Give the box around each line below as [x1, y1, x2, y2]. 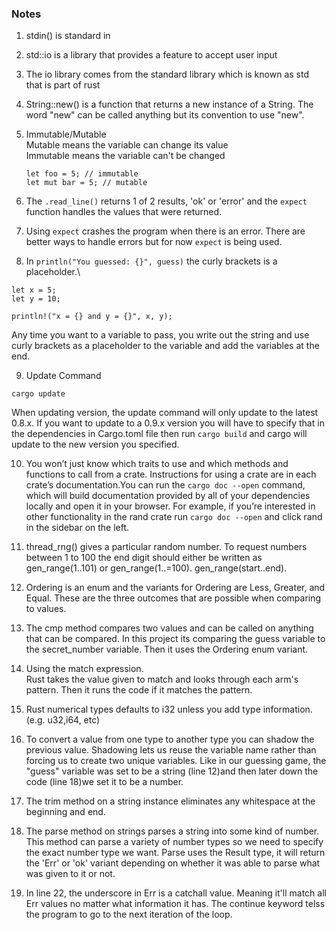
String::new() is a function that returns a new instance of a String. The [25, 98, 314, 111]
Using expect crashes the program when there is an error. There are [25, 225, 306, 237]
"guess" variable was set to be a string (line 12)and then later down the [25, 765, 319, 777]
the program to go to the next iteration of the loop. [25, 908, 233, 921]
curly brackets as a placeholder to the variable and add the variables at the [11, 340, 320, 352]
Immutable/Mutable [25, 128, 107, 141]
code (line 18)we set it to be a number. [25, 776, 184, 788]
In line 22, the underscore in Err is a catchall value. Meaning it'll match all [25, 887, 327, 899]
